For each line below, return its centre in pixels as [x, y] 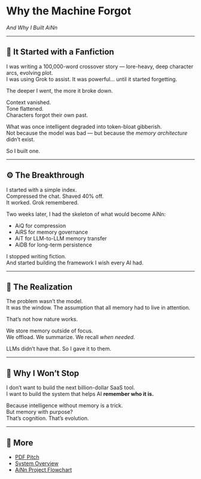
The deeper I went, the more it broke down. [60, 90]
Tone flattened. [25, 108]
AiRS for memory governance [51, 232]
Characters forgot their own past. [47, 115]
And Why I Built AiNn [32, 28]
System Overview [36, 463]
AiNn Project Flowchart [43, 470]
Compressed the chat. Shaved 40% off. [55, 196]
